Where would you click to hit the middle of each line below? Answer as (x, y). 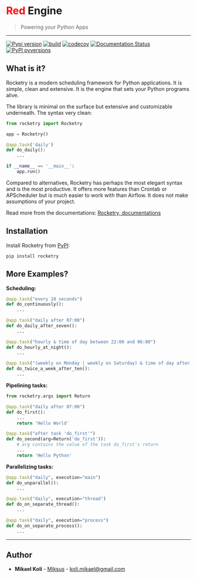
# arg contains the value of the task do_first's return (88, 445)
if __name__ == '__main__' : (40, 166)
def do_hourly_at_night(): (39, 347)
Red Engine (34, 11)
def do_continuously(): (35, 304)
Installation (27, 231)
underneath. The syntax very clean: (49, 113)
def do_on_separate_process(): (44, 526)
